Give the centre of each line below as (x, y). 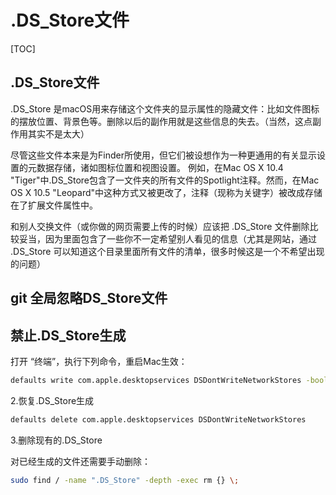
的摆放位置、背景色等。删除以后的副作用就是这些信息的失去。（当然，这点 (161, 121)
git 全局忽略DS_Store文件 (89, 298)
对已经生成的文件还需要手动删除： (80, 461)
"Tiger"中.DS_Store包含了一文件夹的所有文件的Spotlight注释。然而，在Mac (165, 180)
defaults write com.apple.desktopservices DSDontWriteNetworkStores (156, 380)
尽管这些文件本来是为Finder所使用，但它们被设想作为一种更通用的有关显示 (163, 155)
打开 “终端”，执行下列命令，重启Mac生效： (99, 361)
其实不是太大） (58, 133)
